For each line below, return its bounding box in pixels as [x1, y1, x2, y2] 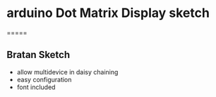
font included [16, 83, 56, 91]
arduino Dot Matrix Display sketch [6, 5, 210, 21]
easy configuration [16, 75, 72, 84]
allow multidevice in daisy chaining [16, 67, 119, 76]
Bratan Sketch [6, 49, 71, 61]
